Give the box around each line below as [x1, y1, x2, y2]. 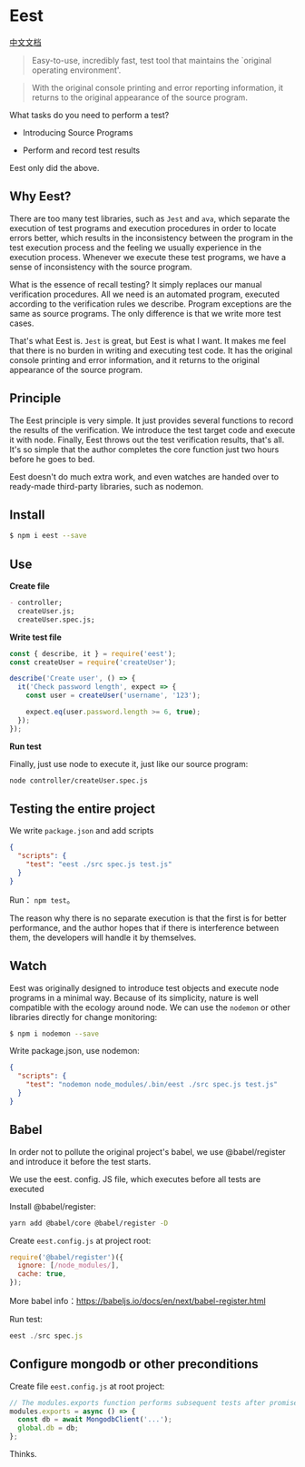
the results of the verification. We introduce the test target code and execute [9, 424, 296, 435]
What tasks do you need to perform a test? [9, 109, 170, 120]
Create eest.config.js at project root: [9, 1235, 152, 1246]
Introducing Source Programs [22, 126, 133, 137]
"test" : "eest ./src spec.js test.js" [25, 860, 172, 869]
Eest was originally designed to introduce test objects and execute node [9, 982, 280, 993]
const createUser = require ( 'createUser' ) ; [9, 657, 177, 667]
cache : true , [17, 1270, 67, 1279]
